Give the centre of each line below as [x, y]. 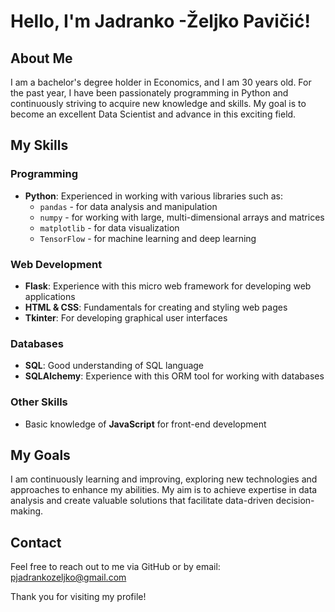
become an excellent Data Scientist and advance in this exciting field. [153, 114]
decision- [295, 501]
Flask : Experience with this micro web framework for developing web [168, 286]
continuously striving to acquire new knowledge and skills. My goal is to [158, 103]
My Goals [40, 455]
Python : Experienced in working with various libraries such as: [153, 196]
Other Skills [39, 402]
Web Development [56, 264]
